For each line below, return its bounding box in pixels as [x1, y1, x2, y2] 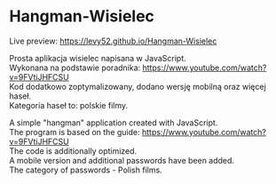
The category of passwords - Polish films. [9, 164, 162, 175]
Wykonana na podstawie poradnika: [9, 62, 141, 73]
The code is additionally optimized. [9, 145, 138, 156]
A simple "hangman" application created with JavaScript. [9, 117, 218, 128]
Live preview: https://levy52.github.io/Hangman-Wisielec [9, 36, 217, 46]
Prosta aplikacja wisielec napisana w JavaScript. [9, 52, 186, 63]
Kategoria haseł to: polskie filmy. [9, 100, 129, 110]
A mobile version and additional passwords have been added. [9, 155, 235, 165]
